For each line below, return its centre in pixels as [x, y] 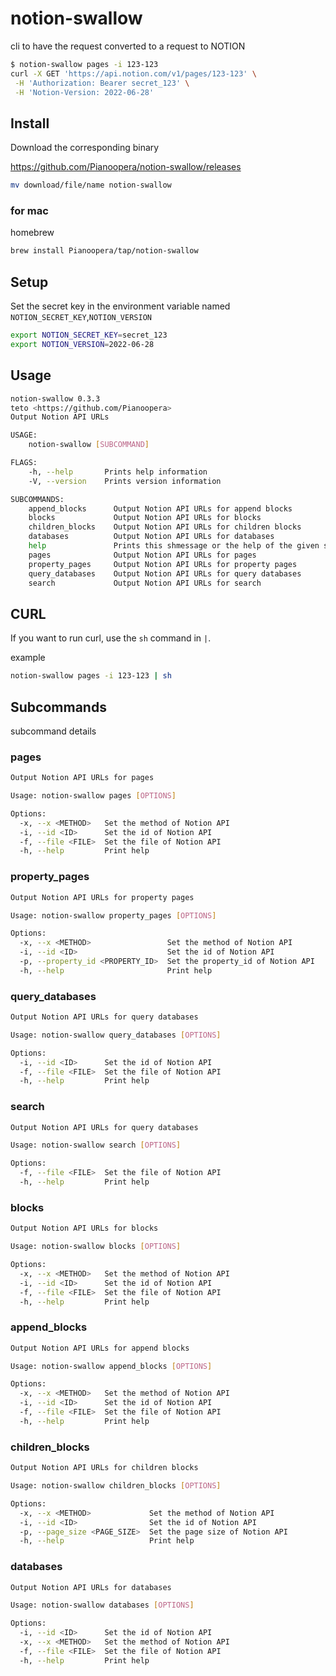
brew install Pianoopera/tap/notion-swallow [104, 251]
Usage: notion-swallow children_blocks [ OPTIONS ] [116, 1486]
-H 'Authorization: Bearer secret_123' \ [102, 83]
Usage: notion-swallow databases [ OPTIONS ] [102, 1605]
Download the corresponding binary [85, 148]
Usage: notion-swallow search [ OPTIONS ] [96, 1145]
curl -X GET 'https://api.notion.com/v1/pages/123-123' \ [133, 73]
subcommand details [53, 731]
